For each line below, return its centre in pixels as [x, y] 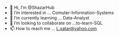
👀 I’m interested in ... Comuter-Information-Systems [62, 13]
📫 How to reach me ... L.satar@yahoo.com [53, 28]
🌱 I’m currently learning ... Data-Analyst [49, 18]
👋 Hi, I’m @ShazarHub [32, 8]
